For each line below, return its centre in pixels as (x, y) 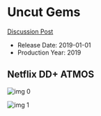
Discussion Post (30, 31)
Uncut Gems (44, 12)
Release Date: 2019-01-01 (54, 45)
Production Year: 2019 (49, 52)
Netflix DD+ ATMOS (51, 74)
